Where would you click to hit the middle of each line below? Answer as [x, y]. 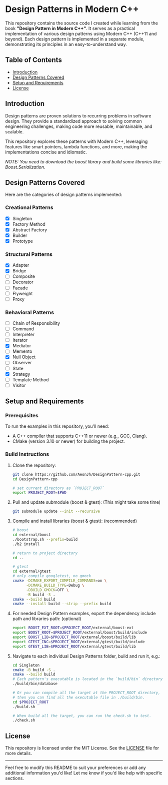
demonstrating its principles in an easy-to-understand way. [66, 44]
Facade [20, 288]
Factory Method [29, 224]
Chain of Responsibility [36, 323]
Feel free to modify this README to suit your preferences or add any [75, 768]
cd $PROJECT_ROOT [30, 702]
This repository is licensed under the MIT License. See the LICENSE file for [82, 748]
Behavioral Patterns [29, 312]
